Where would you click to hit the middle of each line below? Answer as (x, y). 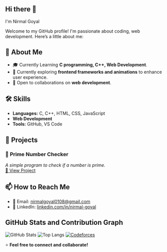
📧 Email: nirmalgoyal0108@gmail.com (51, 201)
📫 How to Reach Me (37, 187)
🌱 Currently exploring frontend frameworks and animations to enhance (87, 72)
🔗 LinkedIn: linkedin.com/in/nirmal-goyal (54, 207)
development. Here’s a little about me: (45, 36)
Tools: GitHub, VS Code (37, 124)
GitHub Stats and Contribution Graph (64, 223)
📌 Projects (22, 140)
